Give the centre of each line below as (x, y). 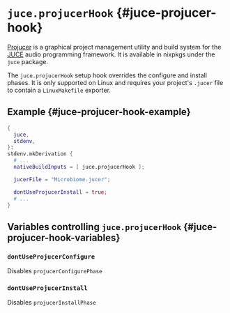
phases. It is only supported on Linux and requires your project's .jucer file (115, 82)
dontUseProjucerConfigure (51, 257)
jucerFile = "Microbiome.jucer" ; (62, 179)
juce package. (28, 61)
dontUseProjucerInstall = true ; (61, 192)
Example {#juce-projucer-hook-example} (99, 112)
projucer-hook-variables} (64, 237)
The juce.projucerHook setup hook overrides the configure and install (107, 75)
